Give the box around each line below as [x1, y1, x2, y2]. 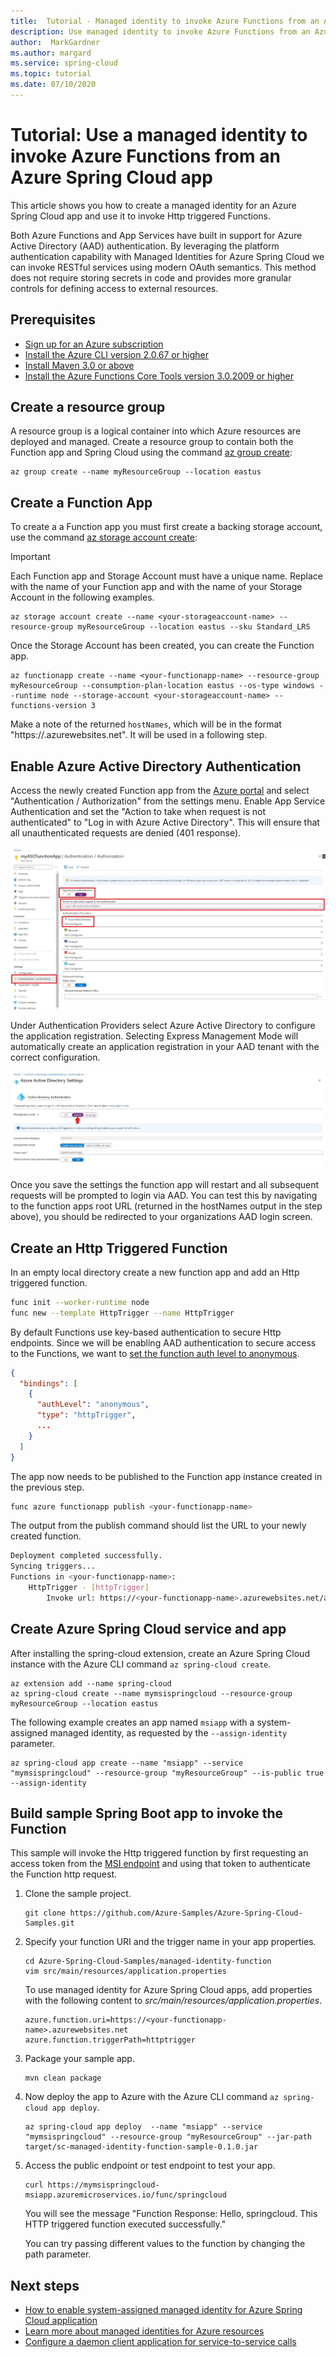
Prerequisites [10, 311, 96, 329]
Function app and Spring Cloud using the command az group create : [10, 446, 293, 459]
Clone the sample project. [24, 1888, 132, 1900]
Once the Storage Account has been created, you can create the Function [10, 640, 315, 652]
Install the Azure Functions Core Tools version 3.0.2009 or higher [24, 370, 295, 382]
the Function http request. [10, 1868, 118, 1880]
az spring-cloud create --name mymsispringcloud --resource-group [10, 1688, 293, 1699]
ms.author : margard [10, 48, 92, 58]
